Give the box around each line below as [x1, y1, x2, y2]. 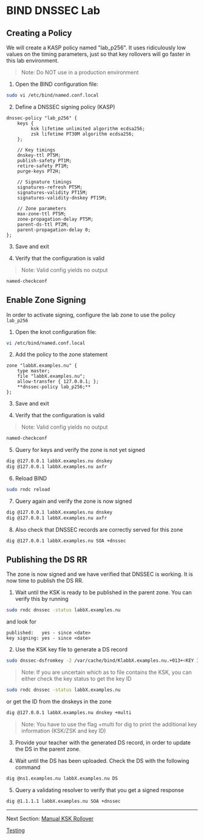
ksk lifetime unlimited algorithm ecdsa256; [30, 125, 146, 131]
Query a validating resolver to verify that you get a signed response [15, 786, 184, 794]
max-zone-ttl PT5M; [17, 210, 67, 217]
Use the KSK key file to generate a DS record [15, 646, 128, 653]
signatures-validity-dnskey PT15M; [17, 195, 107, 201]
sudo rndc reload [6, 487, 50, 493]
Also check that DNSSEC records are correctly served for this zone [15, 526, 183, 533]
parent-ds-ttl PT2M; [17, 221, 69, 227]
